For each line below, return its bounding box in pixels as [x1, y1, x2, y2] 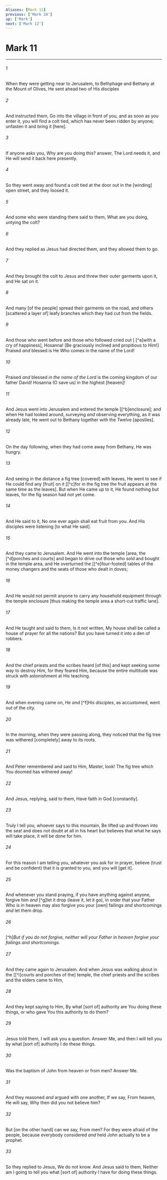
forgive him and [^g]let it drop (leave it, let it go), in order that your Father [5, 897, 155, 903]
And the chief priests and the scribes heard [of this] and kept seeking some [5, 662, 160, 668]
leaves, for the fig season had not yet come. [5, 491, 96, 497]
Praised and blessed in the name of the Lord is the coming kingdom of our [5, 374, 158, 380]
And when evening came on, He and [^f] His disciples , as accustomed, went [5, 700, 160, 706]
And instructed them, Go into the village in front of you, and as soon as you [5, 113, 159, 119]
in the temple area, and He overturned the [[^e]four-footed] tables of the [5, 561, 154, 567]
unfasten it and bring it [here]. [5, 123, 66, 129]
